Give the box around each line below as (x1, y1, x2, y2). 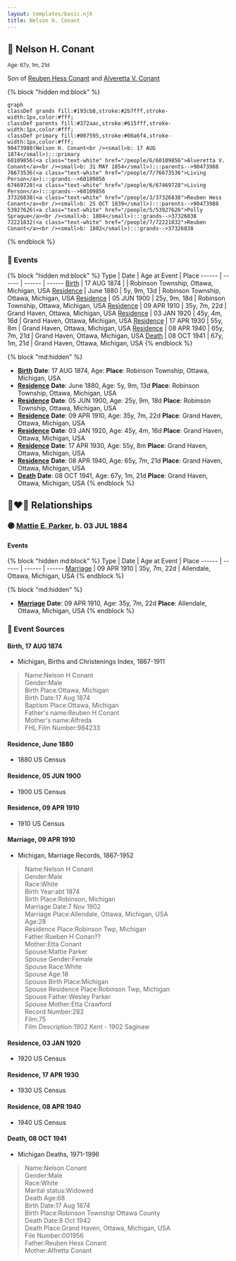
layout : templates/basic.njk (7, 10, 93, 18)
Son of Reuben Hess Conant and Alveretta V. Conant (7, 74, 160, 83)
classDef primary (7, 132, 58, 140)
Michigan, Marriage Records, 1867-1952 (17, 851, 134, 860)
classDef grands (7, 107, 55, 115)
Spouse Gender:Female (24, 955, 93, 964)
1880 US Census (17, 755, 66, 764)
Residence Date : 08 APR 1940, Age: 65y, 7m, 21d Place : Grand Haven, (17, 456, 223, 465)
